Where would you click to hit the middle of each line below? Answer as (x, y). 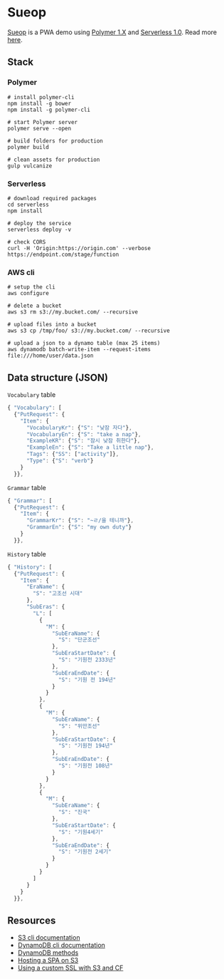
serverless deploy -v (39, 229)
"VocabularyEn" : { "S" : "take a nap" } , (84, 434)
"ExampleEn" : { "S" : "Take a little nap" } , (90, 447)
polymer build (28, 147)
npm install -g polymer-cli (49, 110)
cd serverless (28, 204)
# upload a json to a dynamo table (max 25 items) (84, 343)
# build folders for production (55, 141)
